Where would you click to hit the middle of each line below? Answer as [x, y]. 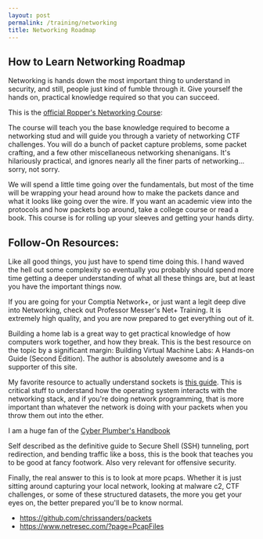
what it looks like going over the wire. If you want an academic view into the [130, 202]
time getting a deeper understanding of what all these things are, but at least [131, 278]
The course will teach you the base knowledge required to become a [119, 128]
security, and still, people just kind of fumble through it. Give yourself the [125, 89]
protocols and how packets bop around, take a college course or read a [123, 209]
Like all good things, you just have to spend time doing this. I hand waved [126, 261]
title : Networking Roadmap [52, 30]
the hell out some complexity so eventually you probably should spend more [131, 270]
